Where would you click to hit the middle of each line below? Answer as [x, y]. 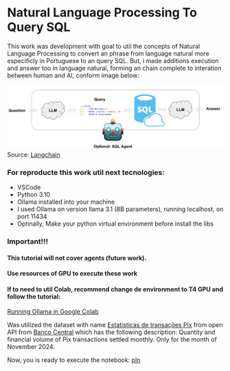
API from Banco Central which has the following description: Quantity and [111, 332]
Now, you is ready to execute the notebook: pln [74, 360]
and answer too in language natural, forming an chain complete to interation [114, 68]
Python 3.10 [33, 194]
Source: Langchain [34, 154]
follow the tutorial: [34, 296]
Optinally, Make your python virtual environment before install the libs [115, 224]
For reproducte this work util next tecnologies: [86, 172]
